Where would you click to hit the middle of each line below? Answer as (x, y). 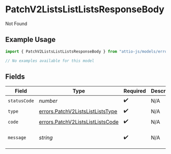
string (46, 138)
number (48, 101)
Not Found (16, 24)
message (17, 138)
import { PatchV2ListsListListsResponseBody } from (61, 51)
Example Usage (31, 40)
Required (135, 91)
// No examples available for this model (50, 61)
